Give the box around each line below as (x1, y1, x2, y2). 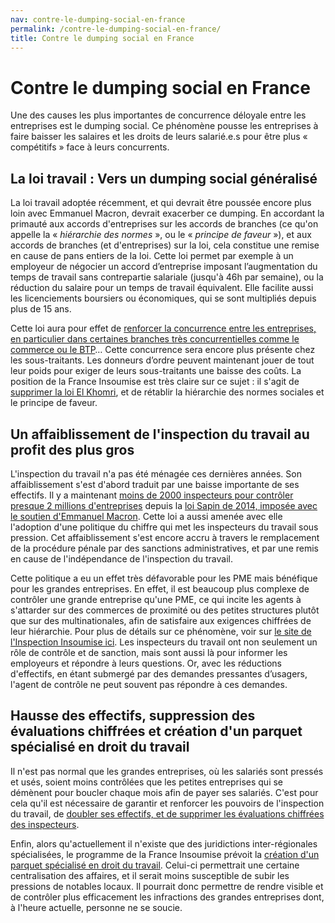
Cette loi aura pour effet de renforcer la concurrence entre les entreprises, (10, 322, 317, 335)
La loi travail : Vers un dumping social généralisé (10, 170, 318, 187)
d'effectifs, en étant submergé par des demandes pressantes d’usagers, (10, 667, 308, 680)
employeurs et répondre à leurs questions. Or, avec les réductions (10, 657, 282, 669)
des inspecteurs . (10, 818, 80, 830)
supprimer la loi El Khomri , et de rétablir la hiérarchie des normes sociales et (10, 386, 325, 398)
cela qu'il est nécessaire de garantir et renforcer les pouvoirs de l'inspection (10, 797, 325, 809)
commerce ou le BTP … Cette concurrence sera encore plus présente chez (10, 344, 316, 356)
